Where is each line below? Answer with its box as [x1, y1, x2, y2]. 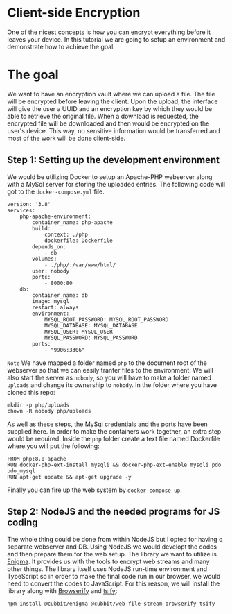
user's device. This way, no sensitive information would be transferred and [7, 126, 220, 135]
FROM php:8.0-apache [7, 455, 67, 462]
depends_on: [32, 243, 67, 250]
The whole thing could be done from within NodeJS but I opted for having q [7, 535, 223, 543]
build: [32, 225, 51, 232]
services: [7, 207, 36, 214]
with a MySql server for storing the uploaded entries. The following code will [7, 180, 226, 188]
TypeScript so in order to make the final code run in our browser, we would [7, 572, 221, 580]
